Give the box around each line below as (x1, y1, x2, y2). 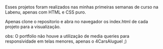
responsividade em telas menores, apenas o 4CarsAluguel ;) (5, 38, 127, 44)
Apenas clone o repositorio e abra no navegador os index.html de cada (5, 19, 148, 24)
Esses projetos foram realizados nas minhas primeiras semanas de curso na (5, 4, 159, 10)
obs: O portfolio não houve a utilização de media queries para (5, 33, 130, 39)
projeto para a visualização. (5, 24, 61, 30)
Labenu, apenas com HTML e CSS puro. (5, 9, 87, 15)
